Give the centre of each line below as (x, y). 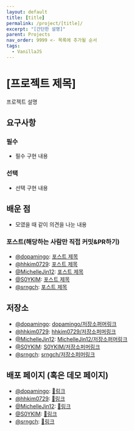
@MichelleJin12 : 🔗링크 (43, 407)
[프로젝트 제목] (41, 84)
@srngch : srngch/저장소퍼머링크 (55, 354)
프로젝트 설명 (22, 102)
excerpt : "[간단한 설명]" (36, 29)
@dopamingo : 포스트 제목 (47, 256)
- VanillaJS (27, 52)
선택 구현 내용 (31, 188)
